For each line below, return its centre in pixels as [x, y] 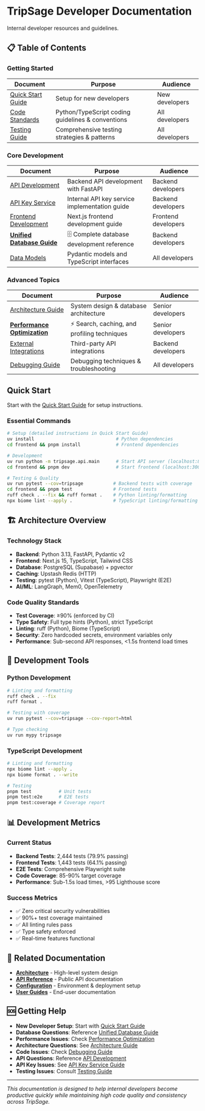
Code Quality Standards [43, 602]
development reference [101, 244]
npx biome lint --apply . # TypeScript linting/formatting [102, 501]
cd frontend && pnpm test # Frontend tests [82, 489]
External [22, 344]
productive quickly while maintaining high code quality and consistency [97, 1095]
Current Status [29, 843]
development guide [95, 224]
